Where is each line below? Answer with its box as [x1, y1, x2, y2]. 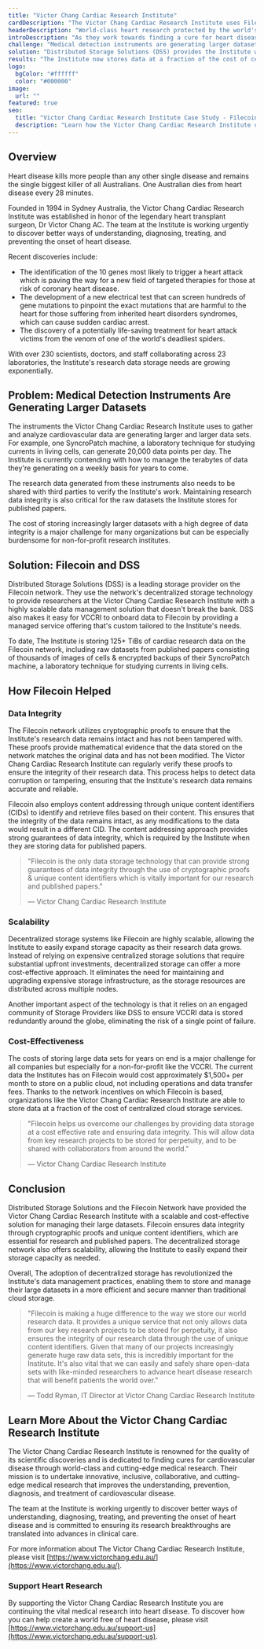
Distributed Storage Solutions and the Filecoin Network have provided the [8, 1203, 247, 1213]
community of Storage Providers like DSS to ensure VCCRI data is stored [8, 1008, 244, 1018]
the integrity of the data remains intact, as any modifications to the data [8, 815, 240, 826]
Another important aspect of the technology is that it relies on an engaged [8, 999, 247, 1009]
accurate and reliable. [8, 784, 79, 793]
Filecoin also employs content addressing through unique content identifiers [8, 799, 255, 808]
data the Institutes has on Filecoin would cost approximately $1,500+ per [8, 1070, 244, 1080]
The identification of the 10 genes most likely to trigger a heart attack [19, 267, 244, 276]
